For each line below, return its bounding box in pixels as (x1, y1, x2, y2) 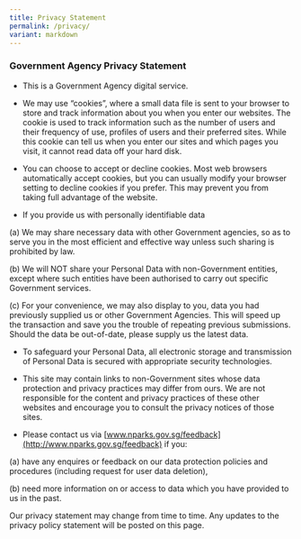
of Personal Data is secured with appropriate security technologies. (22, 355, 272, 366)
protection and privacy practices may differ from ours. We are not (22, 382, 266, 393)
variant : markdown (9, 30, 78, 39)
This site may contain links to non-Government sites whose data (22, 373, 261, 384)
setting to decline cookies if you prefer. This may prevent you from (22, 182, 270, 193)
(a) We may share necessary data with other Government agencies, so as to (9, 226, 291, 237)
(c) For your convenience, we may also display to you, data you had (9, 299, 260, 311)
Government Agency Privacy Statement (9, 59, 187, 72)
